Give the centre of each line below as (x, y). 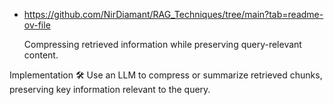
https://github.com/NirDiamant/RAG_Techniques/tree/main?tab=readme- (173, 14)
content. (41, 55)
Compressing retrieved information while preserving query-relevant (162, 44)
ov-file (37, 25)
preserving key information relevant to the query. (110, 89)
